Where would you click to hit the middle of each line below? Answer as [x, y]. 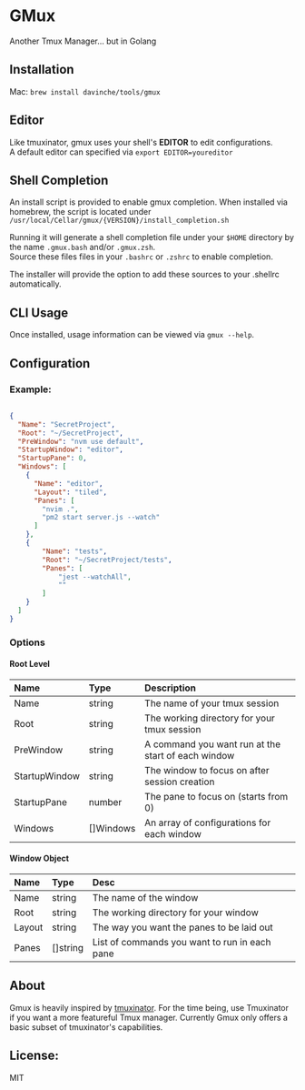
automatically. [35, 284]
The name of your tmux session [212, 703]
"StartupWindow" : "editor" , [71, 450]
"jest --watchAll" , [94, 577]
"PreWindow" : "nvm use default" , [81, 441]
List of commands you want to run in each [182, 943]
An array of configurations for [208, 823]
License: [34, 1056]
